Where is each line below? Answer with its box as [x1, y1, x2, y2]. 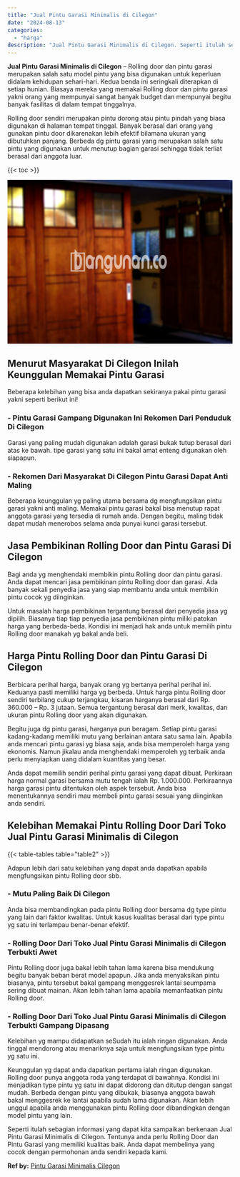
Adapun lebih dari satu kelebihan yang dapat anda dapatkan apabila [7, 863, 207, 872]
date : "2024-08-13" [7, 19, 66, 26]
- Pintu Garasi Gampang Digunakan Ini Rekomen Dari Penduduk [7, 413, 232, 423]
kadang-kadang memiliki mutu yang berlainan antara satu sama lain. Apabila [7, 732, 232, 741]
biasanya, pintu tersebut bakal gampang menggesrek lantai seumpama [7, 978, 216, 987]
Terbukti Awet [7, 947, 58, 957]
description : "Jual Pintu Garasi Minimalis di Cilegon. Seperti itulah [7, 41, 225, 49]
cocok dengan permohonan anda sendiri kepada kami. [7, 1148, 168, 1156]
